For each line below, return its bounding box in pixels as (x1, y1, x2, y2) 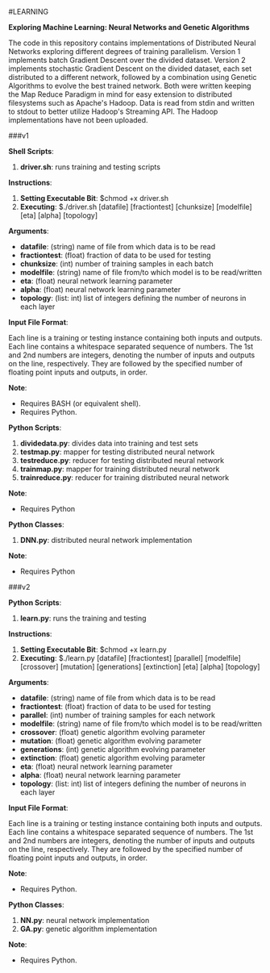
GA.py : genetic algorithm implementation (19, 924, 157, 933)
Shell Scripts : (8, 147, 54, 156)
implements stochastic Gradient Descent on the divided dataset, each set (8, 64, 252, 73)
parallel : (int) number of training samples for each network (19, 710, 216, 720)
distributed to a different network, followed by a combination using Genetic (8, 73, 257, 81)
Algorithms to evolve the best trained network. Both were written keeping (8, 81, 251, 90)
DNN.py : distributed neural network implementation (19, 536, 193, 545)
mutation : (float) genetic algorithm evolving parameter (19, 736, 202, 745)
